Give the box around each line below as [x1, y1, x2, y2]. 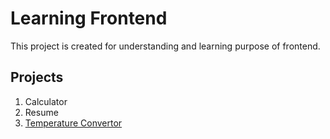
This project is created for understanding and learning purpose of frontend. [10, 40, 321, 52]
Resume [24, 106, 59, 118]
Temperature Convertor [24, 117, 123, 129]
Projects [10, 69, 64, 86]
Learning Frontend [10, 7, 168, 30]
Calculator [24, 95, 68, 107]
